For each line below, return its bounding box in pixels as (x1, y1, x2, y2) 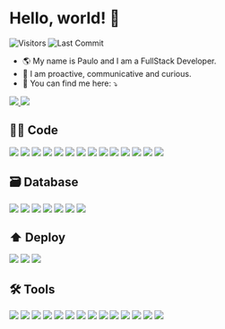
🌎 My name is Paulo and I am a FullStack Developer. (22, 55, 217, 66)
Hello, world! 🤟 (9, 8, 121, 29)
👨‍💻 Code (9, 122, 58, 138)
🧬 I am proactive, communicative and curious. (22, 68, 192, 79)
